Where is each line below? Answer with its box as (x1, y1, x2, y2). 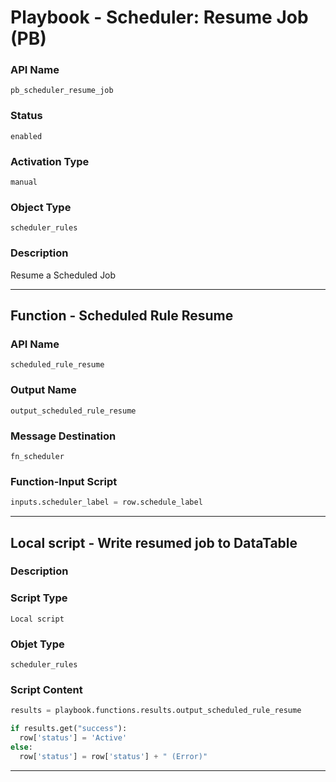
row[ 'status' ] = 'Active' (19, 733, 128, 743)
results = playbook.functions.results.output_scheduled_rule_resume (10, 706, 302, 716)
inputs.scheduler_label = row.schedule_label (10, 497, 203, 508)
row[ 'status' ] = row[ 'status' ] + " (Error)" (19, 751, 208, 761)
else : (10, 742, 33, 752)
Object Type (10, 201, 72, 214)
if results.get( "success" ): (10, 724, 128, 734)
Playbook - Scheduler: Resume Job (10, 6, 309, 29)
